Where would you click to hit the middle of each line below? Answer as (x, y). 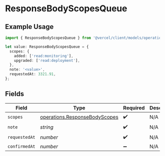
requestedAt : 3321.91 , (33, 74)
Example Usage (29, 27)
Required (134, 107)
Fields (15, 94)
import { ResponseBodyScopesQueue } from (48, 38)
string (47, 127)
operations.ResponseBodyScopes (79, 117)
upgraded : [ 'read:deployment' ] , (47, 60)
